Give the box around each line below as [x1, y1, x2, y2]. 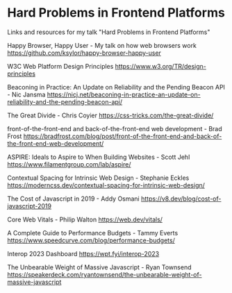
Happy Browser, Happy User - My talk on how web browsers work [7, 41, 197, 49]
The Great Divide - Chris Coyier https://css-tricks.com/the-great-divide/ [7, 111, 214, 119]
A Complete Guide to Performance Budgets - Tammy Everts [7, 228, 179, 237]
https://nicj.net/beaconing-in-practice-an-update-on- [47, 90, 201, 99]
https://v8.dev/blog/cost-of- [141, 194, 222, 203]
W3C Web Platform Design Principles [7, 62, 114, 70]
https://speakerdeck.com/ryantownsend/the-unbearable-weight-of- [7, 270, 202, 278]
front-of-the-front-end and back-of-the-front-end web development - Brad [7, 124, 222, 133]
